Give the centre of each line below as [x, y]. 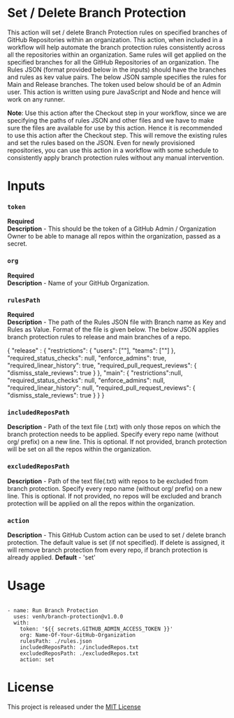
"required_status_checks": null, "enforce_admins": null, [86, 381]
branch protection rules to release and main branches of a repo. [99, 337]
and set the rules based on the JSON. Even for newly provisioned [101, 142]
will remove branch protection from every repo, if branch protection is [108, 550]
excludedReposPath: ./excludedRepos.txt [79, 653]
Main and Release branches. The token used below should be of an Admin [114, 84]
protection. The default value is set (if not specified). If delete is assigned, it [116, 542]
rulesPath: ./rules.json [56, 641]
